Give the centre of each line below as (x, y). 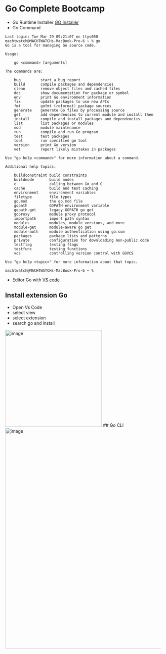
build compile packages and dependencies (64, 84)
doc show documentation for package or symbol (72, 93)
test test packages (42, 136)
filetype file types (43, 197)
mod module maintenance (47, 127)
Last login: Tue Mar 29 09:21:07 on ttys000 (52, 37)
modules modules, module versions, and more (69, 223)
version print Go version (45, 145)
